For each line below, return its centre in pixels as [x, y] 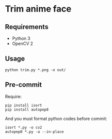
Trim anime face [38, 9]
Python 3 [21, 38]
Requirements [27, 27]
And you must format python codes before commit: [56, 118]
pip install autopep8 [27, 109]
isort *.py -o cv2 [24, 127]
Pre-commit [24, 85]
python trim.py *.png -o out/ [36, 70]
